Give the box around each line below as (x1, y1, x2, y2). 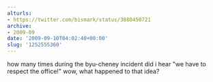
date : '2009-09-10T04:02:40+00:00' (7, 35, 109, 42)
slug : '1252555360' (7, 41, 63, 48)
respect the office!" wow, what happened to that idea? (7, 67, 160, 75)
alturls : (7, 9, 32, 17)
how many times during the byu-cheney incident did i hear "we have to (7, 60, 206, 68)
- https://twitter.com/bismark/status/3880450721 (7, 16, 152, 23)
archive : (7, 22, 32, 29)
